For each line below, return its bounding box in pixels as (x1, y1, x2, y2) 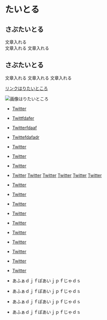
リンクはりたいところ (5, 85, 48, 91)
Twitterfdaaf (12, 124, 37, 130)
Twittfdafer (12, 115, 35, 121)
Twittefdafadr (12, 134, 40, 140)
